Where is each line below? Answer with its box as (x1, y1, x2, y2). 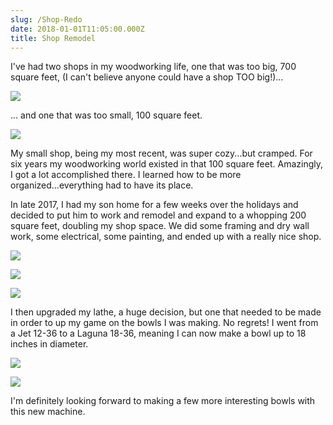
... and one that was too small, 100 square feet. (10, 109, 203, 121)
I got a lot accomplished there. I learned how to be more (10, 169, 242, 181)
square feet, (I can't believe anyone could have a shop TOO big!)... (10, 71, 284, 83)
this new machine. (10, 406, 86, 418)
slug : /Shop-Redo (10, 14, 83, 25)
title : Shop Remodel (10, 33, 97, 43)
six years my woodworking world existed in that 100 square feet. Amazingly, (10, 158, 324, 170)
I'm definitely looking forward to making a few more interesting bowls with (10, 395, 316, 407)
